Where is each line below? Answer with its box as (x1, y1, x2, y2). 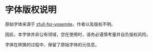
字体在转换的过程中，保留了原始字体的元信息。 (5, 41, 99, 47)
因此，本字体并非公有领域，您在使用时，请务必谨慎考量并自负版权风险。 (5, 31, 151, 37)
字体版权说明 (5, 4, 57, 15)
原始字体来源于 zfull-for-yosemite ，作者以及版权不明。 (5, 21, 116, 27)
